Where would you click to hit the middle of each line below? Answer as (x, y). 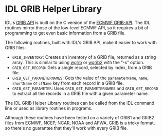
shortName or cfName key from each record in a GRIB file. (68, 83)
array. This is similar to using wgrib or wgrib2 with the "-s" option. (78, 62)
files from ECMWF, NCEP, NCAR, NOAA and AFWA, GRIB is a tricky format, (80, 123)
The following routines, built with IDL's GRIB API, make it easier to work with (81, 42)
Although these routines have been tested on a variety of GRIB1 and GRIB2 (80, 117)
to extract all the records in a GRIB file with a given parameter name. (81, 93)
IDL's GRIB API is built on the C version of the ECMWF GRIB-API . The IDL (78, 23)
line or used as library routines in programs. (49, 108)
